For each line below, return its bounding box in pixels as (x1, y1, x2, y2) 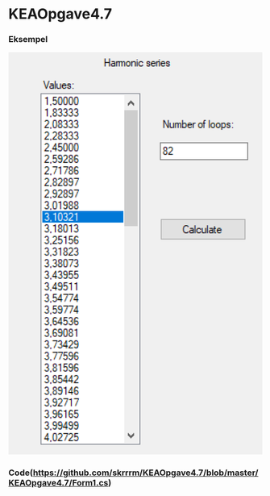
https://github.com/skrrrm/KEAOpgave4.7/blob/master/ (32, 467, 259, 478)
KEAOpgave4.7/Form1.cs (8, 477, 109, 488)
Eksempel (8, 34, 48, 45)
